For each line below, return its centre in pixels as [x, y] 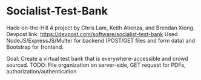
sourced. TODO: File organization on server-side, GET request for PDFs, [96, 65]
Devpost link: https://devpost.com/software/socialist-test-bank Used [92, 34]
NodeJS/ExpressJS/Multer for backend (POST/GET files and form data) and [101, 40]
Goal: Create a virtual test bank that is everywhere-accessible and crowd [97, 58]
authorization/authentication [41, 71]
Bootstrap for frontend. [35, 47]
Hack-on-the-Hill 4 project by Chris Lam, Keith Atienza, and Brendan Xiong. [100, 28]
